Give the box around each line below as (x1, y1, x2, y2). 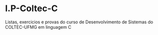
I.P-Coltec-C (5, 3, 58, 14)
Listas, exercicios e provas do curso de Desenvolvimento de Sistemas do (5, 19, 154, 25)
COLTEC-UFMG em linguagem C (5, 24, 71, 30)
